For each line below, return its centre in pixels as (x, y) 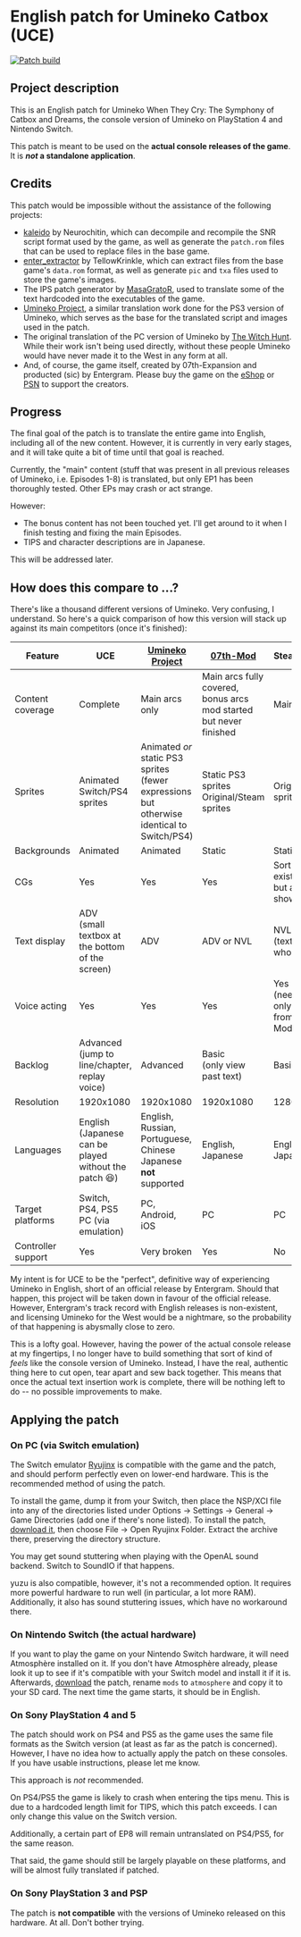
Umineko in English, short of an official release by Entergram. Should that (145, 1289)
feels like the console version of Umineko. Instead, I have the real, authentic (149, 1363)
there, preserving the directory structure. (85, 1539)
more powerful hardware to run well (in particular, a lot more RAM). (133, 1592)
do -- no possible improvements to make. (86, 1392)
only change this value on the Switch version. (94, 1816)
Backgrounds (42, 851)
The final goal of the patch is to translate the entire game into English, (138, 433)
